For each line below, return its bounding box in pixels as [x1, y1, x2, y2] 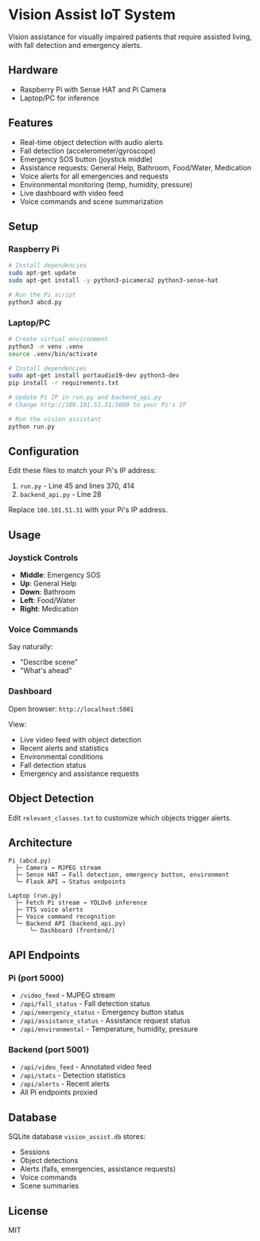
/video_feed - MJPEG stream [19, 990, 115, 1000]
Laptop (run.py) [8, 892, 62, 900]
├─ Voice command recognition [15, 913, 115, 921]
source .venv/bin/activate [8, 350, 98, 358]
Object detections [19, 1156, 79, 1165]
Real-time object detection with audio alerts [19, 137, 163, 147]
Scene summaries [19, 1181, 80, 1191]
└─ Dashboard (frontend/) [29, 926, 115, 935]
